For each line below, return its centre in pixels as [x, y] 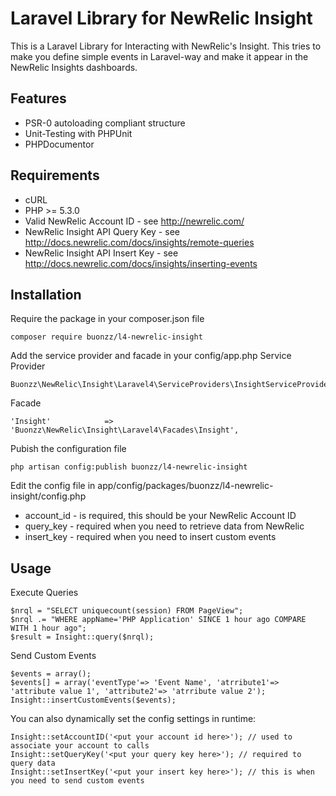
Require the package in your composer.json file [107, 319]
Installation [46, 294]
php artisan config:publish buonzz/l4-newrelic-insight [129, 467]
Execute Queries [44, 593]
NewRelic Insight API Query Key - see [102, 231]
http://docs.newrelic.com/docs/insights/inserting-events [141, 263]
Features [38, 98]
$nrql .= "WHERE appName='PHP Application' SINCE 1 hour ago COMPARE [158, 620]
